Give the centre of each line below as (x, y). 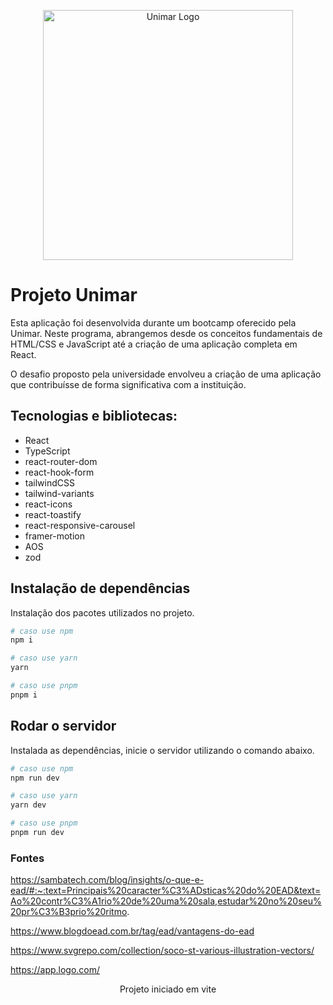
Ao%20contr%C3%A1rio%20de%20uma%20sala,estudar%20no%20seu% (166, 901)
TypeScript (47, 451)
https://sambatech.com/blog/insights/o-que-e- (107, 880)
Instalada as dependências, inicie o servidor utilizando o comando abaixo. (162, 750)
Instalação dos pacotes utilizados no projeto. (102, 612)
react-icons (48, 504)
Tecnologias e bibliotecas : (94, 416)
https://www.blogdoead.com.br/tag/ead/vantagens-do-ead (132, 931)
